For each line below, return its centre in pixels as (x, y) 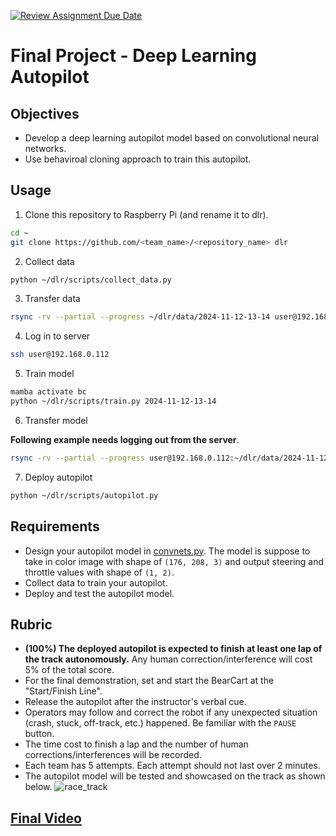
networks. (45, 148)
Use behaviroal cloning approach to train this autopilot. (138, 159)
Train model (49, 374)
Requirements (55, 526)
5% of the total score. (69, 670)
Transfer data (52, 299)
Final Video (46, 818)
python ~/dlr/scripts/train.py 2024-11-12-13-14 (113, 401)
